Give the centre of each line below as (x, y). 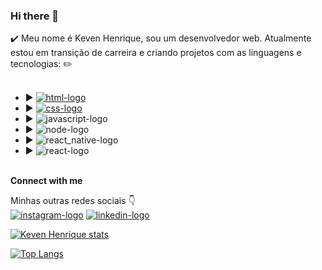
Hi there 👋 (35, 16)
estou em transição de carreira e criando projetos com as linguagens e (156, 53)
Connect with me (46, 181)
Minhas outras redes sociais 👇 (73, 201)
